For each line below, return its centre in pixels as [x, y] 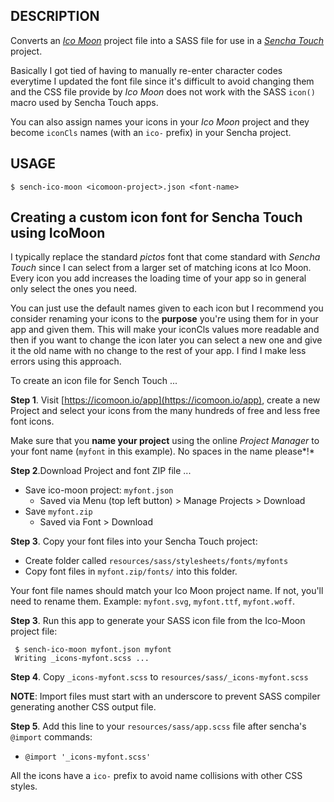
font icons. [32, 421]
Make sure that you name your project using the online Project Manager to [165, 441]
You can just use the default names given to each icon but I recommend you [167, 308]
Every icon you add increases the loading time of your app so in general [158, 278]
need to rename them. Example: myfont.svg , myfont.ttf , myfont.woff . [153, 601]
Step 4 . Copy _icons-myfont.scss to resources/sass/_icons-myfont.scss [159, 677]
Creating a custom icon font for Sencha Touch [156, 217]
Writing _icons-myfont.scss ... [82, 659]
